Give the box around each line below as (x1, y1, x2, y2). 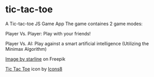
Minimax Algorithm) (5, 46, 47, 52)
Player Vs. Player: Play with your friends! (5, 30, 91, 36)
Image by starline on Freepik (5, 55, 66, 62)
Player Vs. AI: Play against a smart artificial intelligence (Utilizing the (5, 40, 149, 47)
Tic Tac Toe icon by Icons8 (5, 66, 63, 72)
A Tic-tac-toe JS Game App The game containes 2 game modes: (5, 21, 143, 27)
